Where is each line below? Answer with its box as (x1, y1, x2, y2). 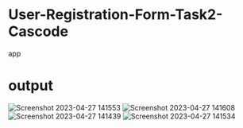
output (8, 77, 54, 95)
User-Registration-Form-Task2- (8, 6, 223, 24)
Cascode (8, 22, 69, 41)
